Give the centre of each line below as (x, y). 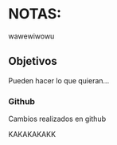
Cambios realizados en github (57, 119)
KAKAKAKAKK (32, 135)
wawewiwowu (31, 36)
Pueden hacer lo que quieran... (59, 80)
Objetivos (33, 61)
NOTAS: (35, 14)
